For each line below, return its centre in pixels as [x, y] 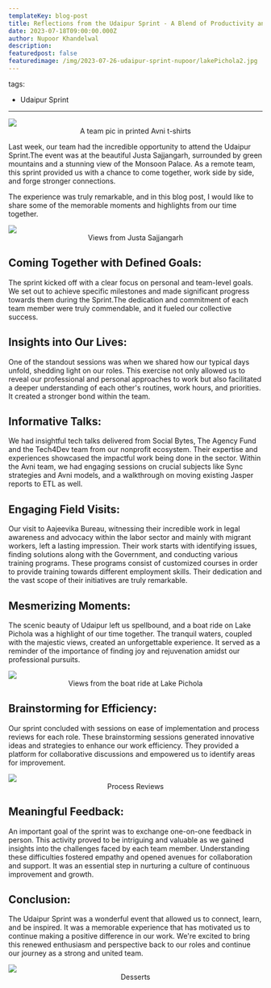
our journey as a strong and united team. [76, 953]
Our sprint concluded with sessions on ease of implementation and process [134, 728]
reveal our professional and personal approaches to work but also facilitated [135, 379]
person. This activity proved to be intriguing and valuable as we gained [126, 840]
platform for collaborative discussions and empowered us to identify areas [132, 754]
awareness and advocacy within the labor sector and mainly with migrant [130, 538]
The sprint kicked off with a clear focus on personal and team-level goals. [131, 282]
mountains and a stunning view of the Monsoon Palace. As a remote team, [132, 163]
